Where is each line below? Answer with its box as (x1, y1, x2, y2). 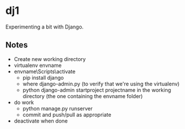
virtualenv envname (13, 62, 62, 69)
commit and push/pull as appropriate (22, 111, 111, 118)
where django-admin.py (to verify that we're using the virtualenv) (22, 80, 180, 87)
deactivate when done (13, 117, 68, 124)
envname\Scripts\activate (13, 68, 76, 75)
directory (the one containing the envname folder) (22, 92, 143, 99)
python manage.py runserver (22, 105, 93, 112)
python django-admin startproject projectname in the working (22, 86, 172, 94)
